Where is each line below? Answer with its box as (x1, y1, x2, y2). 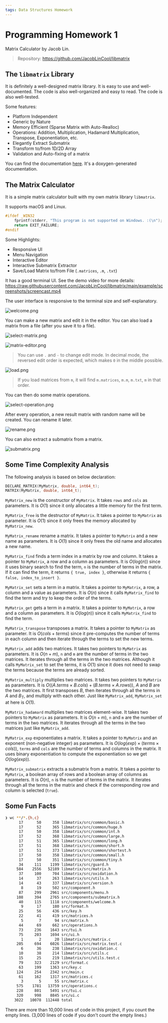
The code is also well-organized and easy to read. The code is (34, 89, 163, 95)
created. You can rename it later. (5, 416, 73, 422)
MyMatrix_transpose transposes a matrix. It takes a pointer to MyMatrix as (5, 625, 155, 631)
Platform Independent (12, 114, 58, 120)
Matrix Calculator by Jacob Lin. (5, 46, 70, 52)
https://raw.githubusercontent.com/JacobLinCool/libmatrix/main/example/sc (5, 283, 163, 289)
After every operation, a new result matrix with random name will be (5, 411, 145, 417)
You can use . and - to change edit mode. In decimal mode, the (17, 352, 149, 358)
